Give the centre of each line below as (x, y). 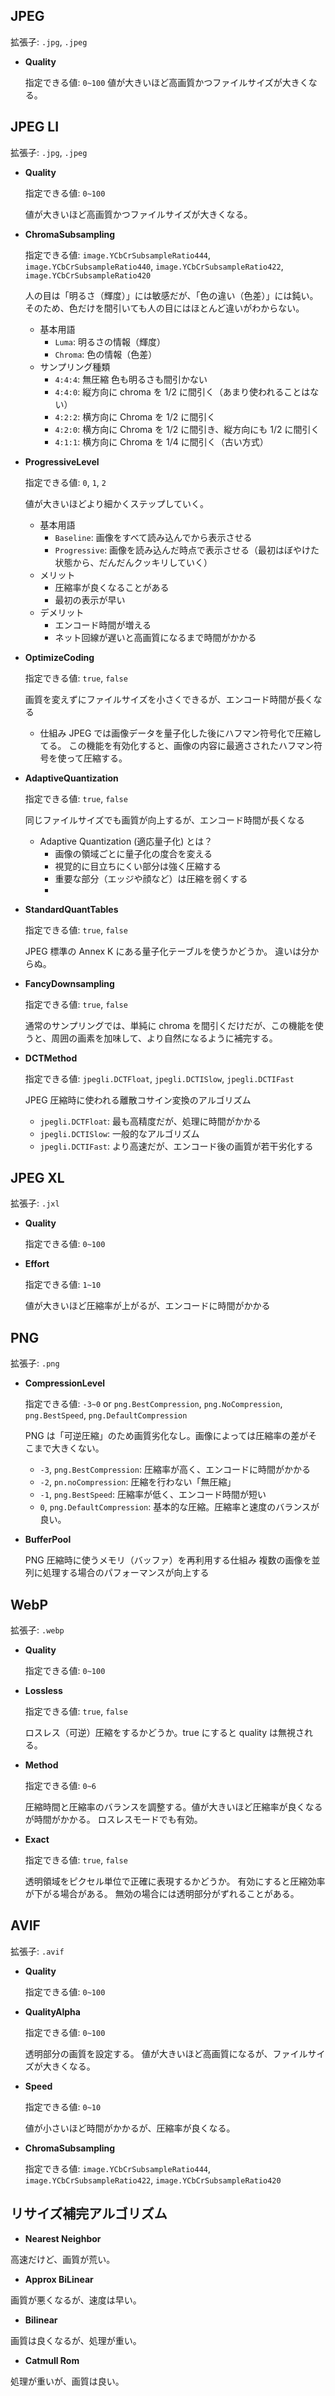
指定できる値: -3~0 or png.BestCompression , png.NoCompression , (153, 1404)
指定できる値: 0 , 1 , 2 (65, 482)
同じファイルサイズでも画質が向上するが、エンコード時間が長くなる (165, 820)
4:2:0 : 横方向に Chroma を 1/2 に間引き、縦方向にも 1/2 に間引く (187, 429)
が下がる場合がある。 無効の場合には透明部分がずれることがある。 (162, 1894)
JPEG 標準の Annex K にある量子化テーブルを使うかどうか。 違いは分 (167, 951)
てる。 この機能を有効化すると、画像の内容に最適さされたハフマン (176, 745)
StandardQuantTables (71, 909)
